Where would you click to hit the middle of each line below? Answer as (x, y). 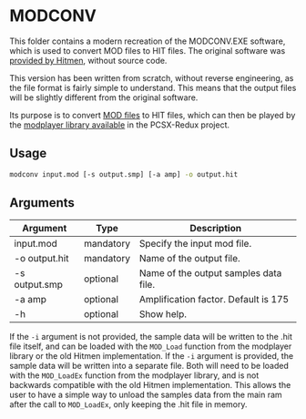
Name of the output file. (190, 259)
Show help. (163, 314)
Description (216, 229)
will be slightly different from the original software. (104, 97)
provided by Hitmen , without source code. (88, 60)
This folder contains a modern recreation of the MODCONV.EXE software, (148, 41)
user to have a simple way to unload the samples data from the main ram (146, 395)
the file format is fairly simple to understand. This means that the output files (153, 87)
